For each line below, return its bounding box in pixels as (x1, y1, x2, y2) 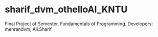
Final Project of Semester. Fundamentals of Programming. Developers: (5, 21, 153, 27)
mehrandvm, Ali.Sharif (5, 26, 52, 32)
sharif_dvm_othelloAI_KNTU (5, 4, 128, 15)
